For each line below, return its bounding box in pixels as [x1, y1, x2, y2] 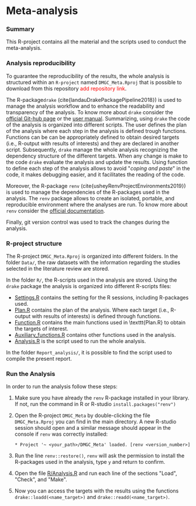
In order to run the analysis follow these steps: [6, 383, 118, 390]
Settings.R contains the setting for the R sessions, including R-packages [14, 294, 189, 301]
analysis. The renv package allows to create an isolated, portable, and [6, 194, 174, 201]
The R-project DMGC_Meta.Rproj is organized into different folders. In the [6, 253, 178, 260]
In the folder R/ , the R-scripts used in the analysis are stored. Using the [6, 276, 177, 283]
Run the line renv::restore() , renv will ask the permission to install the [14, 452, 185, 459]
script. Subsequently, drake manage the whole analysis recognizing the [6, 146, 178, 153]
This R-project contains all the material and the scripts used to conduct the [6, 38, 187, 45]
